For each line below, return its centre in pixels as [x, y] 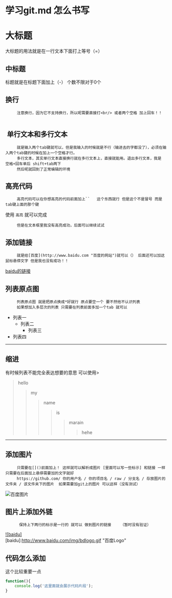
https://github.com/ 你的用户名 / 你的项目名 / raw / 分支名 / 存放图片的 [91, 479]
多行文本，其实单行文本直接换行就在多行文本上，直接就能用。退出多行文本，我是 [89, 158]
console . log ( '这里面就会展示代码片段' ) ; [54, 586]
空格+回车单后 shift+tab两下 [33, 164]
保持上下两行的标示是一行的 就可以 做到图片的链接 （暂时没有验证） [85, 525]
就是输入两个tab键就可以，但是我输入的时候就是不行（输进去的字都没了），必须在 [90, 147]
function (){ [18, 581]
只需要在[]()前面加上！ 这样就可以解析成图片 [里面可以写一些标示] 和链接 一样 [91, 468]
